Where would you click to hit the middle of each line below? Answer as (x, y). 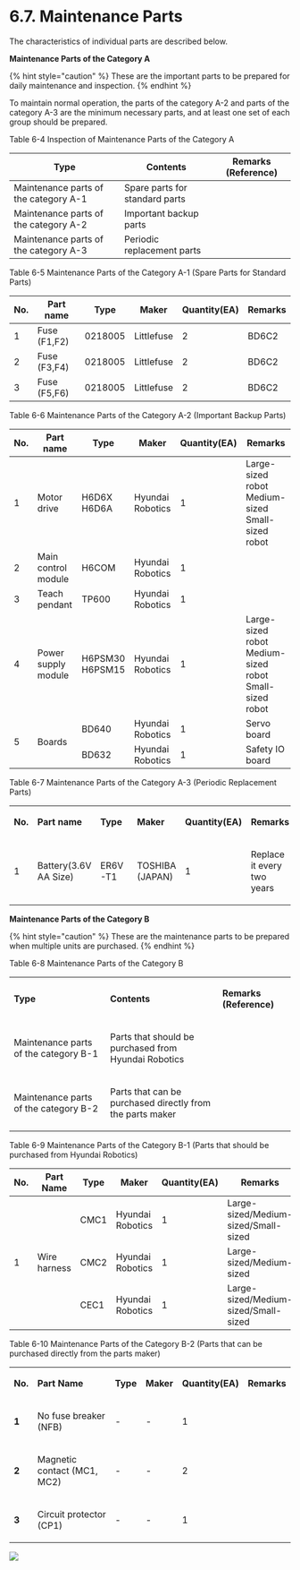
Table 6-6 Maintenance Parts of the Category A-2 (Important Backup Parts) (148, 415)
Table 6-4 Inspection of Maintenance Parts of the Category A (122, 139)
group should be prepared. (58, 122)
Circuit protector (72, 1514)
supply (51, 664)
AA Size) (55, 877)
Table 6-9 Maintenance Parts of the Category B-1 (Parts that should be (139, 1145)
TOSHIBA (157, 865)
